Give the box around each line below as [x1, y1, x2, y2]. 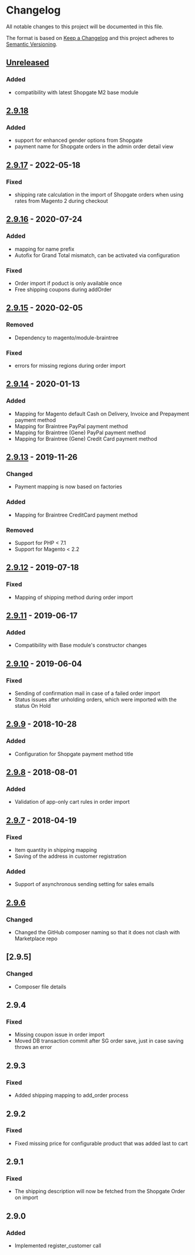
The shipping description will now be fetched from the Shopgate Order [14, 1188, 186, 1195]
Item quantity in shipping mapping [14, 847, 97, 854]
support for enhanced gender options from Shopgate [14, 137, 143, 144]
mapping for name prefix [14, 245, 75, 252]
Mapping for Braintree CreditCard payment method [14, 511, 138, 518]
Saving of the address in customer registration [14, 853, 127, 860]
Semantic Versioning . [6, 41, 57, 48]
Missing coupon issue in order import [14, 1031, 105, 1038]
